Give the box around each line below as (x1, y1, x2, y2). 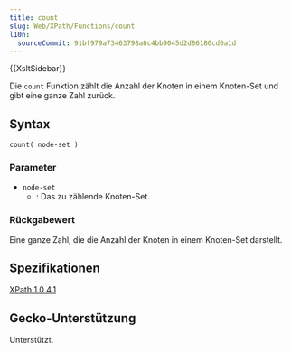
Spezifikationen (9, 261, 101, 276)
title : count (9, 13, 59, 23)
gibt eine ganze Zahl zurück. (9, 90, 116, 101)
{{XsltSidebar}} (9, 63, 66, 74)
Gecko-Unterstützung (9, 310, 136, 326)
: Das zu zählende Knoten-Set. (35, 191, 151, 202)
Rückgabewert (9, 214, 75, 227)
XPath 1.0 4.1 (9, 284, 57, 295)
